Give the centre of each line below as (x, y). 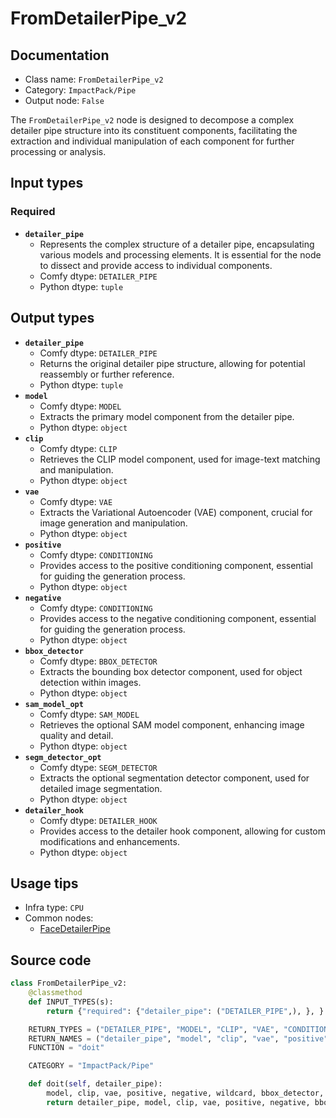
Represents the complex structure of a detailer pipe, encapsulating (177, 244)
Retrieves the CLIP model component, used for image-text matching (180, 459)
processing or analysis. (58, 151)
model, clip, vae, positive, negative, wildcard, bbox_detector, (185, 1093)
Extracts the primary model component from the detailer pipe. (167, 416)
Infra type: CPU (54, 908)
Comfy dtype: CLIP (78, 448)
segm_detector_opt (63, 757)
